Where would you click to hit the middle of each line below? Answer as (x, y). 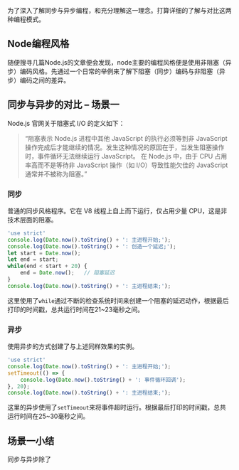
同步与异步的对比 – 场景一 (63, 105)
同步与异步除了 (29, 459)
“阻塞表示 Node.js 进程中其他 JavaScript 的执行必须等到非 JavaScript (126, 138)
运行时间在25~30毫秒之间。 (48, 416)
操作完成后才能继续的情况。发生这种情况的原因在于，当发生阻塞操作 (124, 147)
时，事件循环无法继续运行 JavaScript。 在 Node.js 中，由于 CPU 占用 (126, 156)
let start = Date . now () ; (44, 253)
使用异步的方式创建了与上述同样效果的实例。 (73, 346)
